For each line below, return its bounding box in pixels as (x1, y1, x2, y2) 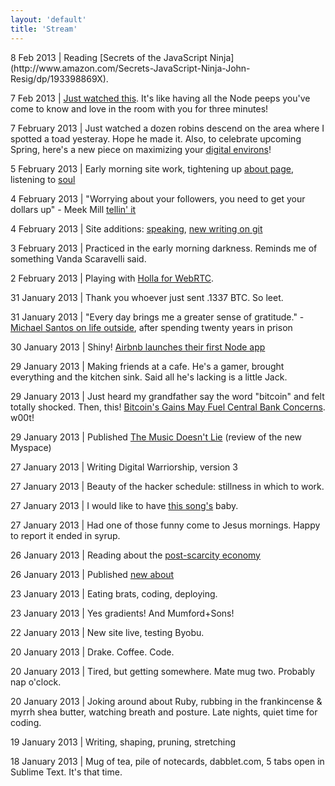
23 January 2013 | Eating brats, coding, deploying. (10, 587, 218, 600)
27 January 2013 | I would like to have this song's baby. (10, 499, 239, 511)
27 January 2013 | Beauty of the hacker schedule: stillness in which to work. (10, 480, 325, 492)
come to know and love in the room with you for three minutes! (10, 102, 269, 115)
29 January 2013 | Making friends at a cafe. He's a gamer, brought (10, 360, 285, 372)
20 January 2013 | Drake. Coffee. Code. (10, 646, 175, 658)
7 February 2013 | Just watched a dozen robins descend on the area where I (10, 122, 325, 134)
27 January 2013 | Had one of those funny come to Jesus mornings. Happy (10, 519, 321, 531)
